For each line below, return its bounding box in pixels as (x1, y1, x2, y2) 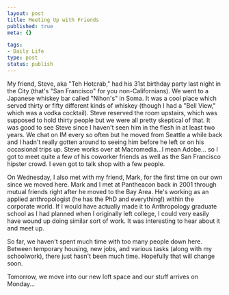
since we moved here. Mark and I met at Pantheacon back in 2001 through (7, 180, 217, 189)
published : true (7, 23, 53, 29)
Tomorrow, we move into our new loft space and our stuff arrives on (7, 272, 198, 281)
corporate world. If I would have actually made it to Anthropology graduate (7, 202, 217, 210)
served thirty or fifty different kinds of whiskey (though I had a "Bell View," (7, 101, 217, 110)
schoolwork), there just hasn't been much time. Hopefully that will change (7, 252, 215, 260)
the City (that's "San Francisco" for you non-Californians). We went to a (7, 86, 209, 95)
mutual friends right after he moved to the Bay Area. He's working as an (7, 187, 209, 196)
